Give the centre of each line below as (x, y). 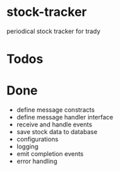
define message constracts (55, 110)
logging (27, 146)
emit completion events (50, 154)
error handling (37, 161)
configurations (37, 140)
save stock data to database (57, 132)
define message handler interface (65, 117)
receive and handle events (54, 124)
